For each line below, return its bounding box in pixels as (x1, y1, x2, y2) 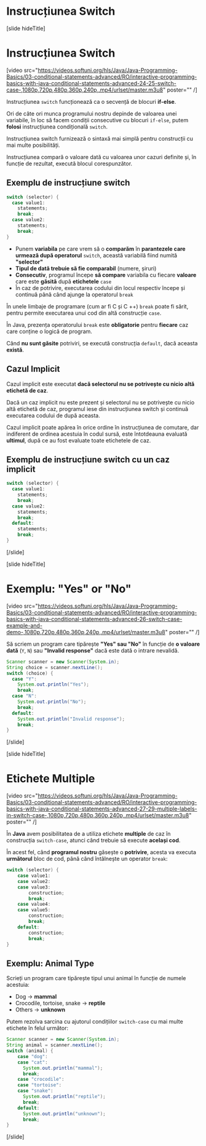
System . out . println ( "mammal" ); (22, 1065, 103, 1071)
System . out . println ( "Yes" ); (17, 681, 89, 688)
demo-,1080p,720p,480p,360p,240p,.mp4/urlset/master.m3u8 (6, 628, 166, 635)
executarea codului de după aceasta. (6, 412, 100, 419)
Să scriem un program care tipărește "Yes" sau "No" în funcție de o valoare (6, 640, 200, 648)
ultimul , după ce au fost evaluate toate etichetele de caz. (6, 436, 151, 444)
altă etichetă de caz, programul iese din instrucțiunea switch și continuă (6, 405, 189, 412)
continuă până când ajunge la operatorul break (15, 291, 133, 298)
